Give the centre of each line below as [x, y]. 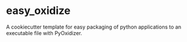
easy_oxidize [38, 11]
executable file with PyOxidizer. [44, 33]
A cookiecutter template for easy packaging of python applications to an [94, 27]
